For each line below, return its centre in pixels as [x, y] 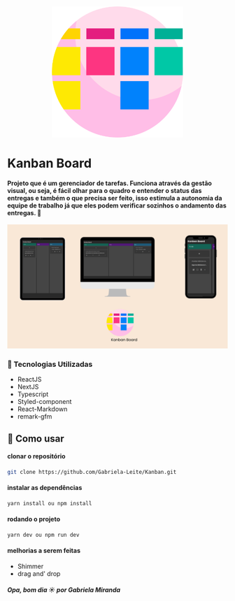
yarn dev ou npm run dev [43, 535]
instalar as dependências [45, 488]
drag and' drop [39, 574]
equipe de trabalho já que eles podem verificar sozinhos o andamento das [117, 205]
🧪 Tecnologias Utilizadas [50, 364]
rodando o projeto [34, 519]
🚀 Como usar [36, 439]
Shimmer [30, 566]
